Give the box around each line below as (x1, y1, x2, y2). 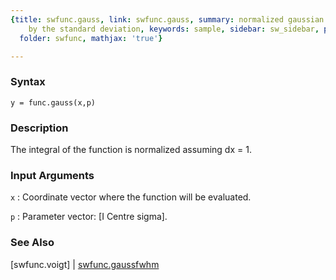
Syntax (10, 75, 46, 89)
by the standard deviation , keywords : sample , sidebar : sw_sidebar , (28, 24, 320, 34)
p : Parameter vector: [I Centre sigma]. (10, 211, 168, 223)
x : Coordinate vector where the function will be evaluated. (10, 191, 252, 203)
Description (10, 121, 69, 135)
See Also (10, 236, 55, 250)
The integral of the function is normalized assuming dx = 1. (10, 143, 252, 155)
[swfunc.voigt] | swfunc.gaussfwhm (10, 258, 160, 270)
